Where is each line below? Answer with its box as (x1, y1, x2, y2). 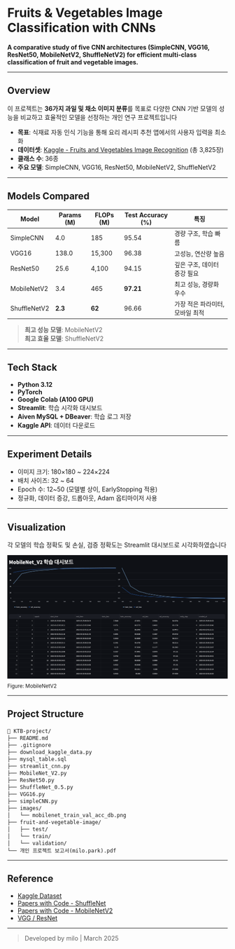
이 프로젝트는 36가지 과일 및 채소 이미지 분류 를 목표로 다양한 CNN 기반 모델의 (7, 104, 218, 113)
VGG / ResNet (17, 913, 58, 922)
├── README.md (7, 735, 49, 742)
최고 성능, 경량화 (174, 280, 219, 289)
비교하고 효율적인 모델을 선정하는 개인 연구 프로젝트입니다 (20, 113, 178, 121)
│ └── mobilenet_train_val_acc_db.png (7, 812, 127, 819)
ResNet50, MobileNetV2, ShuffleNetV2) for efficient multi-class (7, 50, 197, 59)
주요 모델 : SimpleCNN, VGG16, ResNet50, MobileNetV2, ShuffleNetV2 (17, 163, 217, 171)
